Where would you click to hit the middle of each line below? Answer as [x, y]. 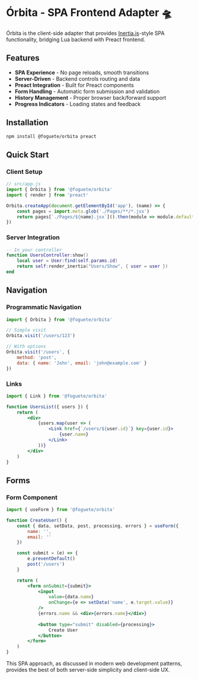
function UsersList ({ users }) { [47, 407]
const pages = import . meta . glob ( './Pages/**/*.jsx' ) [83, 211]
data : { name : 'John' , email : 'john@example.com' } [82, 363]
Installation [27, 123]
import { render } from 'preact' [47, 195]
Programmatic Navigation [44, 307]
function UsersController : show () [47, 255]
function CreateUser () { [37, 520]
